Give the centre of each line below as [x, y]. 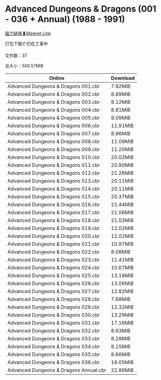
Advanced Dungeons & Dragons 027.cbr [54, 291]
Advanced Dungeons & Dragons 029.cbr [54, 307]
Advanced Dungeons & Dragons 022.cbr [54, 252]
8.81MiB [121, 110]
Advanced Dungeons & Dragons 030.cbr [54, 315]
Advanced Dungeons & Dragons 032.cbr [54, 330]
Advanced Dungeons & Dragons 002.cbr [54, 94]
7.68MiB [121, 299]
